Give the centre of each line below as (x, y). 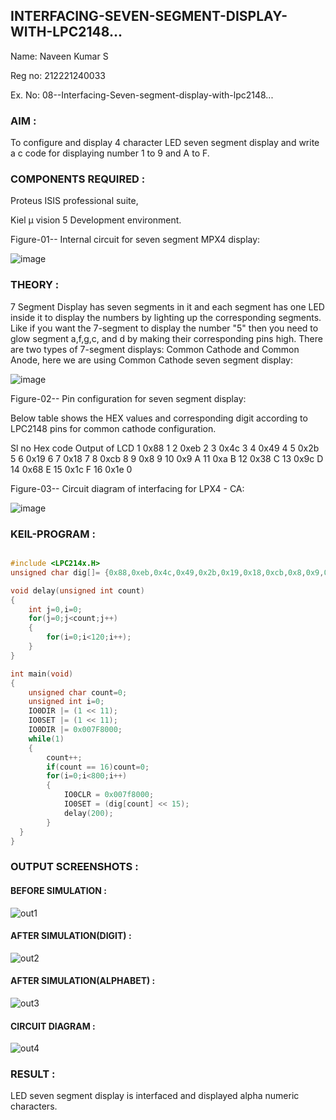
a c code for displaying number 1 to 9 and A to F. (110, 153)
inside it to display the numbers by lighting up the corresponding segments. (166, 317)
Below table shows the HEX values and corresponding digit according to (159, 418)
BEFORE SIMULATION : (59, 890)
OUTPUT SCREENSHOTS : (74, 867)
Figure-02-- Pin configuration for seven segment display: (128, 398)
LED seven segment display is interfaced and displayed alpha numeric (155, 1096)
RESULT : (33, 1074)
